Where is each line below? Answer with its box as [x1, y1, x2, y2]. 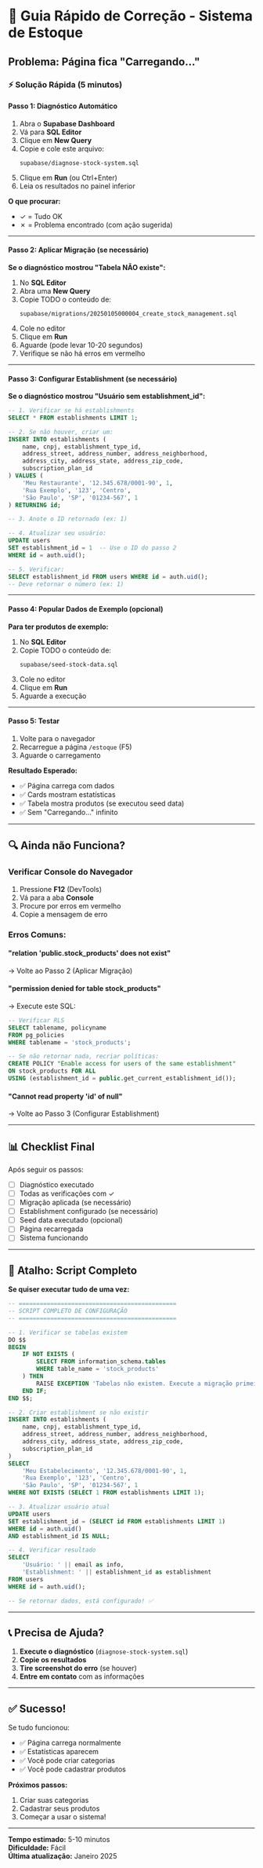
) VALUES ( [8, 472, 44, 480]
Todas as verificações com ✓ [19, 1189, 115, 1198]
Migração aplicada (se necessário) [19, 1197, 131, 1208]
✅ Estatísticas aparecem [19, 1747, 99, 1757]
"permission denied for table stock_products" [8, 984, 161, 993]
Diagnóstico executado [19, 1179, 95, 1189]
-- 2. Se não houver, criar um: [8, 428, 113, 436]
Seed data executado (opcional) [19, 1215, 123, 1225]
